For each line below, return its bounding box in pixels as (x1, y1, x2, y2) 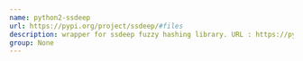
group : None (9, 38, 54, 48)
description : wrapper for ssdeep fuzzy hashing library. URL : (9, 30, 252, 39)
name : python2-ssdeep (9, 13, 91, 22)
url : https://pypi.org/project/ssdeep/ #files (9, 22, 183, 30)
